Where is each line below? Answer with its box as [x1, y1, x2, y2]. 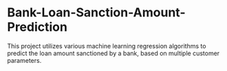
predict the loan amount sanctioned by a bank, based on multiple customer [7, 49, 220, 57]
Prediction [7, 19, 67, 35]
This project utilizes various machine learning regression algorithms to [7, 42, 206, 50]
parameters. [7, 56, 42, 64]
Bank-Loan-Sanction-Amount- [7, 5, 186, 20]
